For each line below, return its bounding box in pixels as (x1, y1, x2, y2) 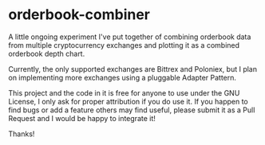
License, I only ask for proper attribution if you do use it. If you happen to (8, 96, 249, 106)
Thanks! (8, 129, 35, 139)
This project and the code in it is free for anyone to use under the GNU (8, 88, 240, 97)
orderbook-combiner (8, 6, 150, 24)
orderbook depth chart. (8, 49, 85, 58)
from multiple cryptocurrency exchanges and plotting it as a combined (8, 40, 240, 49)
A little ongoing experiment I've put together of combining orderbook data (8, 32, 251, 41)
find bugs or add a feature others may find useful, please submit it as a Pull (8, 105, 255, 115)
